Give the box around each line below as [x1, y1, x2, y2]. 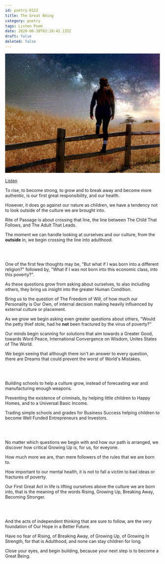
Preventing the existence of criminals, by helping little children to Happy [5, 395, 151, 401]
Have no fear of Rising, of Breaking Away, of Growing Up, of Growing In [5, 533, 150, 539]
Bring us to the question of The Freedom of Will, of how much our [5, 296, 138, 302]
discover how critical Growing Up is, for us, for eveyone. [5, 444, 119, 450]
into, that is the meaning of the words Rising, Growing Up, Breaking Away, [5, 489, 154, 495]
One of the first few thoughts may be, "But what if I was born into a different [5, 261, 159, 267]
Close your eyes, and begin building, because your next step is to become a [5, 548, 159, 554]
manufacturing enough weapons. [5, 385, 72, 391]
